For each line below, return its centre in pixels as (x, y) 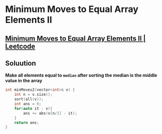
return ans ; (27, 122)
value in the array (24, 81)
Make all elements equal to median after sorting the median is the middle (81, 75)
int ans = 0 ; (28, 104)
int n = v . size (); (33, 95)
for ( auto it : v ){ (33, 108)
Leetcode (20, 46)
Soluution (21, 63)
